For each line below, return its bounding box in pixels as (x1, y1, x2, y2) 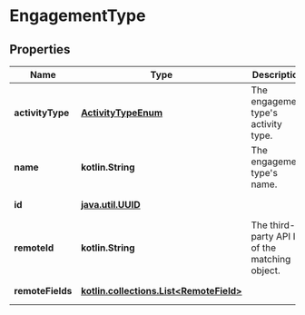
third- (270, 219, 296, 231)
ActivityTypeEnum (80, 106, 163, 119)
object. (251, 264, 280, 277)
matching (251, 253, 291, 265)
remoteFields (14, 285, 73, 297)
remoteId (14, 241, 54, 254)
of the (251, 241, 277, 254)
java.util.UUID (80, 199, 141, 211)
